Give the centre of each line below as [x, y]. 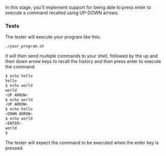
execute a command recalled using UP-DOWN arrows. [62, 13]
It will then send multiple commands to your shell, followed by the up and [82, 56]
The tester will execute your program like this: [53, 37]
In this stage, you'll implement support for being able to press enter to [78, 7]
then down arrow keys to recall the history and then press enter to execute [83, 61]
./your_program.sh [25, 46]
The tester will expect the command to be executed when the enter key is [82, 142]
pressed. [14, 148]
